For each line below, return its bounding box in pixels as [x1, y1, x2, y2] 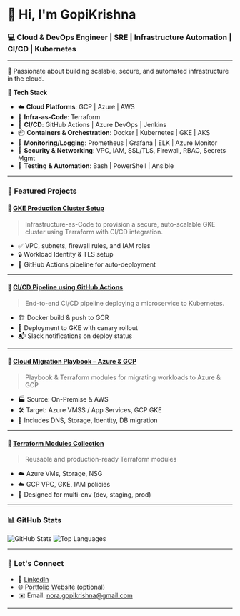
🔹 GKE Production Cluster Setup [7, 204, 105, 212]
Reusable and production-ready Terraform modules [24, 455, 177, 464]
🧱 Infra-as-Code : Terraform [17, 113, 101, 121]
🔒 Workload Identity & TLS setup [17, 249, 114, 258]
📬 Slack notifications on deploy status [17, 332, 133, 340]
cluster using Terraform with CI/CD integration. [24, 227, 163, 236]
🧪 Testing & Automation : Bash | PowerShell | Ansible [17, 162, 174, 170]
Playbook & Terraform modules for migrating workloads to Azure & [24, 373, 221, 382]
